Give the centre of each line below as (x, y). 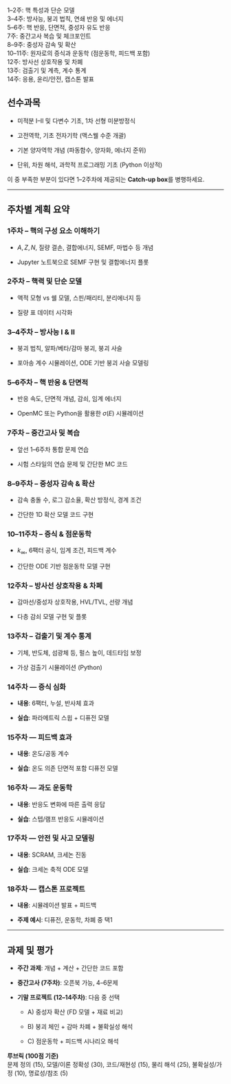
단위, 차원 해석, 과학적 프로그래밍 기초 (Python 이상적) (90, 165)
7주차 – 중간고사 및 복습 (44, 433)
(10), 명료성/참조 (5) (41, 1073)
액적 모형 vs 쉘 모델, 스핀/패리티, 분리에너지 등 (79, 298)
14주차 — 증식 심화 (37, 686)
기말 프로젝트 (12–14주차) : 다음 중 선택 (68, 997)
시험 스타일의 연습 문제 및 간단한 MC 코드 (73, 464)
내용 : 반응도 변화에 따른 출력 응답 (61, 804)
